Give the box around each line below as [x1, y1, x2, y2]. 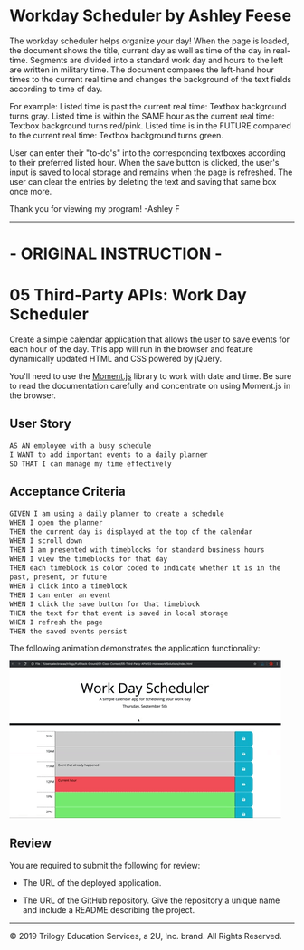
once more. [9, 185, 52, 196]
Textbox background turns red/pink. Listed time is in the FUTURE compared [9, 119, 292, 131]
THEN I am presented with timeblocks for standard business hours [9, 545, 265, 555]
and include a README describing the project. [22, 904, 195, 915]
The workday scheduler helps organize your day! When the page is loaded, [9, 35, 290, 46]
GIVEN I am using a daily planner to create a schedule [9, 508, 224, 518]
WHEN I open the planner [9, 518, 103, 527]
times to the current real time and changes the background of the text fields [9, 73, 292, 84]
